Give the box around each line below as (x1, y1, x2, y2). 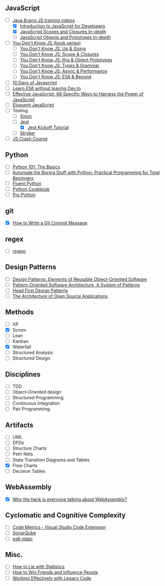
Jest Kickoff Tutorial (27, 124, 69, 130)
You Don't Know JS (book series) (12, 40, 81, 46)
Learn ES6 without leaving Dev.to (12, 85, 81, 91)
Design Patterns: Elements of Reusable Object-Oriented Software (12, 276, 147, 282)
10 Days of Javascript (12, 80, 57, 86)
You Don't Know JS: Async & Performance (19, 68, 107, 74)
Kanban (12, 338, 29, 345)
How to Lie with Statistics (12, 563, 65, 570)
